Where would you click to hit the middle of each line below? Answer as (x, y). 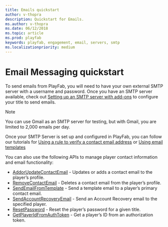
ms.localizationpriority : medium (40, 47)
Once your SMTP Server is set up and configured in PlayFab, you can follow (83, 137)
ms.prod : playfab (23, 38)
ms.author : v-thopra (27, 24)
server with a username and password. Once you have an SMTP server (79, 91)
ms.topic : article (24, 33)
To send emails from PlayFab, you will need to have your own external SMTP (84, 86)
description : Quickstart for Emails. (45, 19)
